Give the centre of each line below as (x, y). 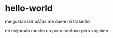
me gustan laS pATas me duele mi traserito (48, 21)
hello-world (29, 8)
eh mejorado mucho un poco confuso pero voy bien (57, 30)
